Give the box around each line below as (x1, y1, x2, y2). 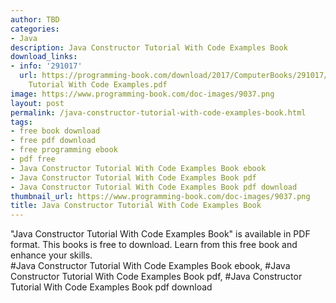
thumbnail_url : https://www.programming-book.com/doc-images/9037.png (10, 191, 311, 201)
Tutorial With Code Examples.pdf (28, 80, 168, 90)
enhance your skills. (10, 249, 93, 261)
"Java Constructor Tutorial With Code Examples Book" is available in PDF (10, 228, 311, 240)
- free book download (10, 126, 101, 136)
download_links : (10, 52, 78, 62)
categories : (10, 24, 60, 34)
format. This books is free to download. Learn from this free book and (10, 239, 298, 251)
